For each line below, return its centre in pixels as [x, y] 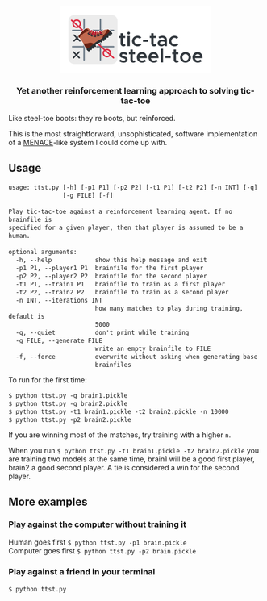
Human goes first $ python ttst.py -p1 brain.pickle [98, 542]
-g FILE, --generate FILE [59, 341]
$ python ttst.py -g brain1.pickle [68, 396]
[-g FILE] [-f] [88, 196]
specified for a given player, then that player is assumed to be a [126, 228]
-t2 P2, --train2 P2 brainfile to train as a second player [122, 293]
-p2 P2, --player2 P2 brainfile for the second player [111, 277]
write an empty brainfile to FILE [153, 349]
